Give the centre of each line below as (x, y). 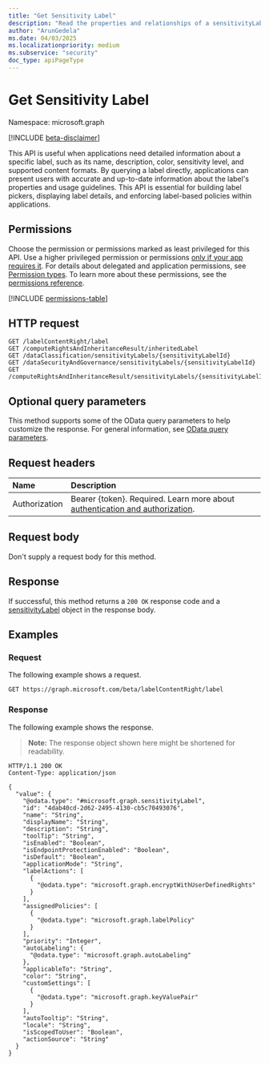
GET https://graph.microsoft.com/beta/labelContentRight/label (116, 689)
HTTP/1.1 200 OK (35, 766)
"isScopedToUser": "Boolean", (73, 1032)
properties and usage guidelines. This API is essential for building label (125, 187)
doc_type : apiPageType (46, 61)
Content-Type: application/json (62, 773)
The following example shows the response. (81, 727)
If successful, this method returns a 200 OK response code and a (114, 601)
